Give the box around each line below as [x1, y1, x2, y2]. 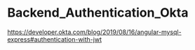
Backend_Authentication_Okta [7, 5, 189, 21]
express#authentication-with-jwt [7, 35, 102, 43]
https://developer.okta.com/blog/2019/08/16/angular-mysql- [7, 28, 182, 36]
